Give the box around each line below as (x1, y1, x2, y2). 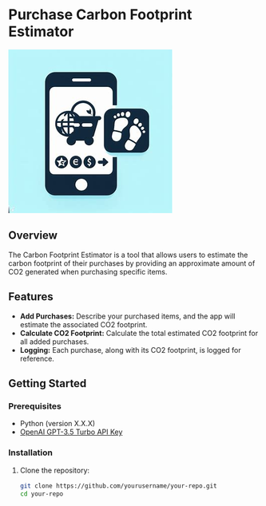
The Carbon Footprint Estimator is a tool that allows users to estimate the (8, 250, 248, 259)
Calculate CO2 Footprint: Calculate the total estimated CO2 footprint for (19, 328, 258, 338)
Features (8, 290, 54, 304)
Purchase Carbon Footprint (8, 6, 193, 24)
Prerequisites (8, 401, 62, 412)
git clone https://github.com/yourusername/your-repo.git (19, 481, 217, 490)
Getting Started (8, 377, 87, 390)
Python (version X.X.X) (19, 419, 96, 429)
